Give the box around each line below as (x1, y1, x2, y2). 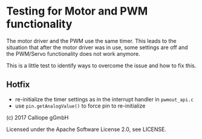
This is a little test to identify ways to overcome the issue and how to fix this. (6, 62, 197, 69)
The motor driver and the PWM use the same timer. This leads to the (6, 37, 177, 44)
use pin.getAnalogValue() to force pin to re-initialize (15, 102, 146, 109)
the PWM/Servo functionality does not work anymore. (6, 50, 140, 57)
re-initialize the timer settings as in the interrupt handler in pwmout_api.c (15, 95, 194, 103)
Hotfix (6, 80, 30, 90)
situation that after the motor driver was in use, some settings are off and (6, 44, 189, 51)
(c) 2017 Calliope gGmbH (6, 114, 69, 121)
